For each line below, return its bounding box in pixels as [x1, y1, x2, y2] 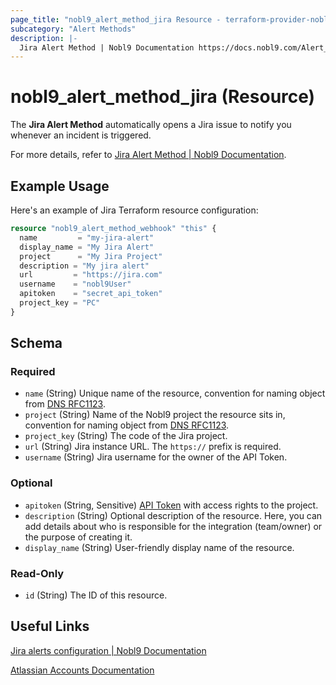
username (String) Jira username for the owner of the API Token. [24, 451, 288, 463]
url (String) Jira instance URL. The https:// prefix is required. [24, 441, 282, 453]
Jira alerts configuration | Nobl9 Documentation [10, 644, 207, 656]
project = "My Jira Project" [19, 251, 163, 261]
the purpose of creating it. [24, 531, 133, 543]
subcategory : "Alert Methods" [10, 24, 137, 34]
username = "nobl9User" [19, 279, 132, 290]
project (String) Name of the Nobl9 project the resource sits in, [24, 409, 286, 421]
